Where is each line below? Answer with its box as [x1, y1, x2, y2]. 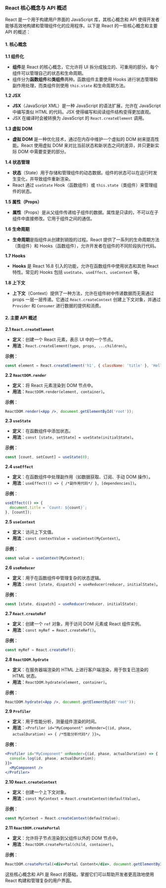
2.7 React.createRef [5, 610, 46, 616]
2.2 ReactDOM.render [5, 372, 47, 378]
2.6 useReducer [5, 565, 36, 571]
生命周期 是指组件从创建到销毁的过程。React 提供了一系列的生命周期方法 [12, 237, 160, 243]
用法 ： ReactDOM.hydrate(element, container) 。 [12, 679, 110, 685]
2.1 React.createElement [5, 326, 54, 332]
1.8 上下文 [5, 279, 26, 286]
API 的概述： [5, 29, 31, 35]
